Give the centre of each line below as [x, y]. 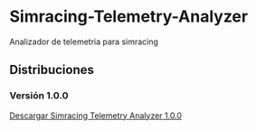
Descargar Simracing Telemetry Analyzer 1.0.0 [96, 116]
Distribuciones [52, 70]
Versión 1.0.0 [39, 96]
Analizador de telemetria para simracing [84, 42]
